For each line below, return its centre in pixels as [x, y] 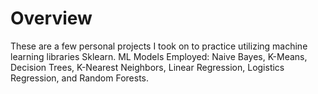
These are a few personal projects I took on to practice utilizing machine [159, 46]
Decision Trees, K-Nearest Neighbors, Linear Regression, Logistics [147, 67]
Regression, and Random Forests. [80, 78]
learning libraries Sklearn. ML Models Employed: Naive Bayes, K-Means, [159, 56]
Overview [51, 18]
